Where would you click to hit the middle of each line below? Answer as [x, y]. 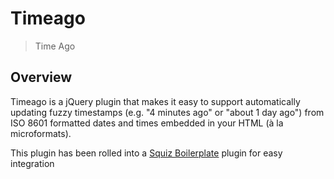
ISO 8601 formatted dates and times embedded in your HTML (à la [147, 123]
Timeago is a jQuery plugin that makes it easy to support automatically [155, 101]
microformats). [41, 133]
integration [32, 163]
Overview [41, 77]
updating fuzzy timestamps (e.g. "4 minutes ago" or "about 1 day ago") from [167, 112]
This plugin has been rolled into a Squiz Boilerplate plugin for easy [146, 153]
